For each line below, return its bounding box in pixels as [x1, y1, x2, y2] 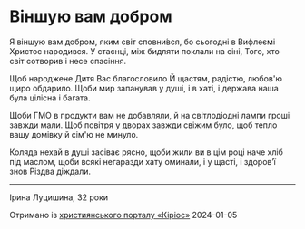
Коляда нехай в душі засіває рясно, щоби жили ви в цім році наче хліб [9, 147, 284, 157]
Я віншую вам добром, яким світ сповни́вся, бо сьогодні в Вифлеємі [9, 36, 276, 47]
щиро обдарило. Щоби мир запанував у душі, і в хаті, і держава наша [9, 82, 279, 93]
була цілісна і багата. [9, 92, 91, 103]
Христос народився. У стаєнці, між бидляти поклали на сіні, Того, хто [9, 45, 280, 56]
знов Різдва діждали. [9, 166, 92, 177]
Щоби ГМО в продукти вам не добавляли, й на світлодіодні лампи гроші [9, 110, 290, 120]
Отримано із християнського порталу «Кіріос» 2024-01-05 [9, 209, 238, 220]
